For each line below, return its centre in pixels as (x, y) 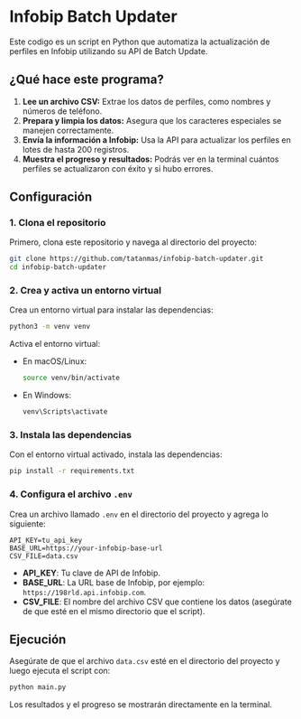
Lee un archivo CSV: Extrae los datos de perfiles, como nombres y (146, 101)
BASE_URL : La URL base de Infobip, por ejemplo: (114, 582)
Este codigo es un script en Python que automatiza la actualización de (140, 42)
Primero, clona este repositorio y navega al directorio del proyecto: (133, 242)
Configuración (51, 197)
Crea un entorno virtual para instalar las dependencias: (111, 310)
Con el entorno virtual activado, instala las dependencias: (116, 454)
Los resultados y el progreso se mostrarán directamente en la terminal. (141, 705)
